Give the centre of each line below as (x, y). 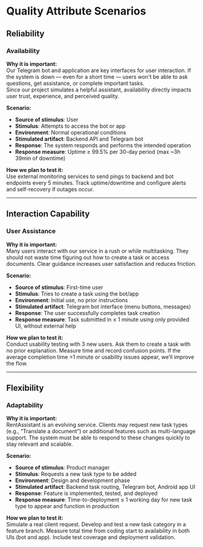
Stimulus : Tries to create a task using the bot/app (77, 293)
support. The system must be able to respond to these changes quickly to (98, 438)
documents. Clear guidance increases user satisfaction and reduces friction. (101, 264)
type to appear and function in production (67, 506)
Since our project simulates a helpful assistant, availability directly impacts (99, 90)
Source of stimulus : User (47, 119)
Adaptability (25, 405)
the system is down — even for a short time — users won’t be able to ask (97, 76)
